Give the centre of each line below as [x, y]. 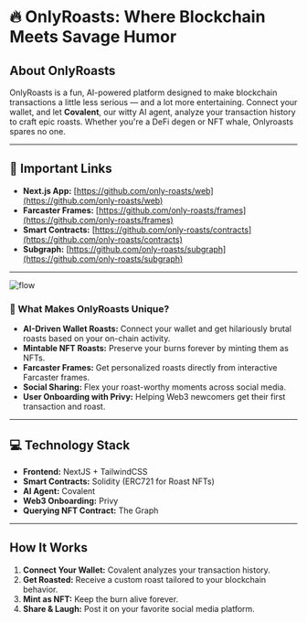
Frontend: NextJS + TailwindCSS [85, 471]
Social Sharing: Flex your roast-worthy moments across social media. [154, 387]
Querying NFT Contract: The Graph [90, 510]
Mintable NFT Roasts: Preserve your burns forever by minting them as [156, 349]
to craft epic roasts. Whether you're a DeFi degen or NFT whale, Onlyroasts [152, 122]
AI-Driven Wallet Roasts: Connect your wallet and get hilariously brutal [157, 329]
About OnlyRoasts [63, 70]
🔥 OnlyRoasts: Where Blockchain [138, 17]
